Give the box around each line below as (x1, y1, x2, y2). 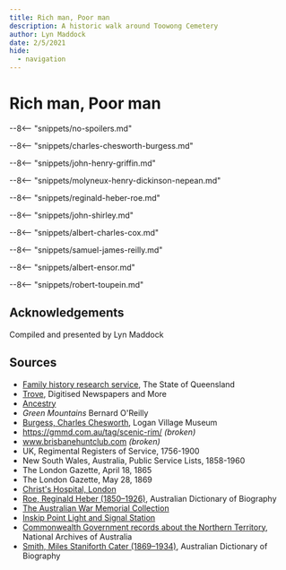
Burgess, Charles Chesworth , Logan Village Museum (22, 417, 218, 427)
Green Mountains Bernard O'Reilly (22, 407, 149, 418)
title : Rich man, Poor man (9, 13, 110, 22)
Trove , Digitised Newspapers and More (22, 388, 168, 399)
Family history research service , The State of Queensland (22, 378, 236, 390)
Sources (9, 355, 57, 370)
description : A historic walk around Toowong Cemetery (9, 22, 219, 30)
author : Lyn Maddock (9, 30, 87, 39)
